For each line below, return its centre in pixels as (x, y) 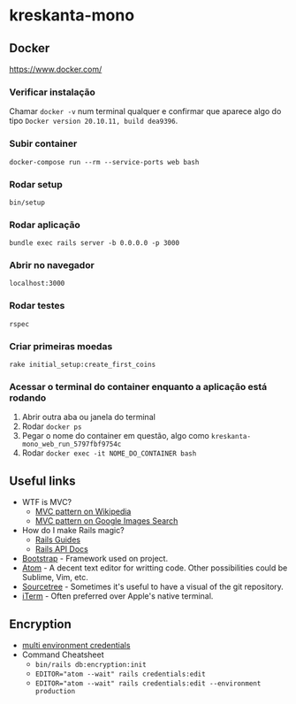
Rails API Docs (61, 549)
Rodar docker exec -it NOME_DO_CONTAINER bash (109, 453)
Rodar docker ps (52, 426)
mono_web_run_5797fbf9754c (72, 444)
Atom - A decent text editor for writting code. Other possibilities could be (155, 568)
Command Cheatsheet (63, 654)
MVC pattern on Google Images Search (106, 521)
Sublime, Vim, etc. (55, 578)
